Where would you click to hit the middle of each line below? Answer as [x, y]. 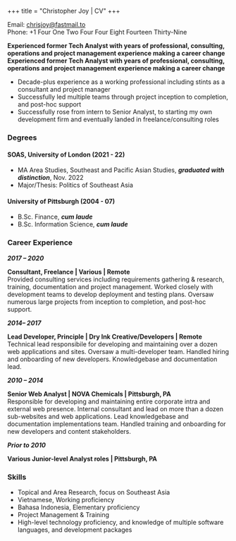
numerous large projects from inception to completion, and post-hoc [107, 302]
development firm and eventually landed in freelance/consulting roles [118, 119]
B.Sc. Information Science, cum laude [73, 224]
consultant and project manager [64, 89]
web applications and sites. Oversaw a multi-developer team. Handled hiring [118, 351]
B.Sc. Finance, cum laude [55, 217]
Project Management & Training [63, 514]
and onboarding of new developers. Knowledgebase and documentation [112, 359]
